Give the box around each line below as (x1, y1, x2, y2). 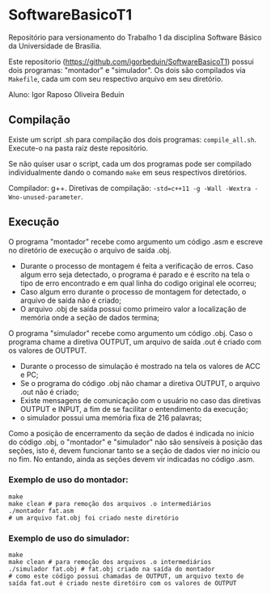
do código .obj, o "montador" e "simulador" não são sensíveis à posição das (8, 437, 263, 447)
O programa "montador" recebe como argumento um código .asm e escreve (8, 236, 263, 246)
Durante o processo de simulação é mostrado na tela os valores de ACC (19, 361, 260, 371)
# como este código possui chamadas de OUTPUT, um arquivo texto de (8, 572, 244, 580)
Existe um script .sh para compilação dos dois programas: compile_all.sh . (8, 134, 257, 144)
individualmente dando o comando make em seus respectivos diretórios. (8, 168, 248, 177)
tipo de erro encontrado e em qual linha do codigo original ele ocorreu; (19, 278, 257, 288)
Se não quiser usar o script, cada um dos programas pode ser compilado (8, 159, 252, 168)
